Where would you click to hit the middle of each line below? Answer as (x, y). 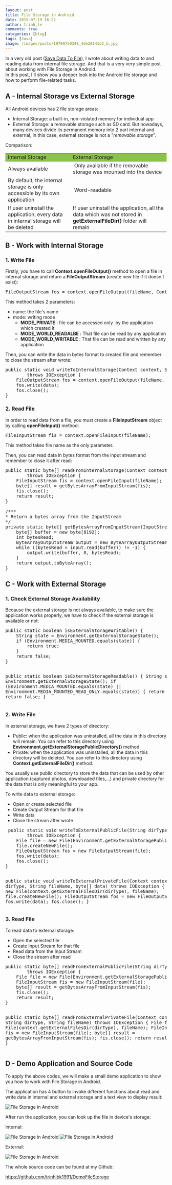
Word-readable (93, 190)
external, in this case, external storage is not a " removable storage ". (84, 135)
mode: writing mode (34, 317)
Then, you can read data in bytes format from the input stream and (76, 455)
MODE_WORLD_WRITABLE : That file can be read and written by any (93, 339)
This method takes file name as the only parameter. (59, 445)
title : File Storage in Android (40, 15)
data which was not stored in (107, 214)
